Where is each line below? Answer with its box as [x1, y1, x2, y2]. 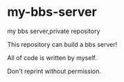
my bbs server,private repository [7, 27, 100, 35]
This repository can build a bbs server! [7, 40, 118, 48]
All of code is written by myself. [7, 53, 97, 62]
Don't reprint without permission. [7, 67, 102, 75]
